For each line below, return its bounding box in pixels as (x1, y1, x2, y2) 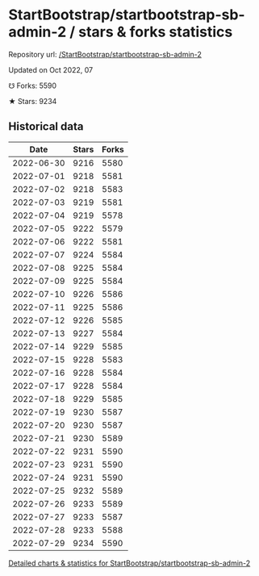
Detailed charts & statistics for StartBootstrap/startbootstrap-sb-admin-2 (8, 558, 251, 568)
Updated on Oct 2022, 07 (8, 65, 94, 74)
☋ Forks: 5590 (8, 81, 57, 90)
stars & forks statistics (77, 23, 233, 41)
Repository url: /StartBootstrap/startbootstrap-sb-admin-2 (8, 49, 202, 59)
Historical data (8, 119, 84, 134)
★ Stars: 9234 (8, 96, 57, 106)
